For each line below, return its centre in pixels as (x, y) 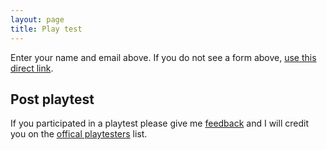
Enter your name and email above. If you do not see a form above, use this (163, 57)
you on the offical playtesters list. (79, 134)
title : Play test (46, 29)
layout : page (37, 19)
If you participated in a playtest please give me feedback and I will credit (159, 123)
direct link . (32, 68)
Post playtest (52, 99)
